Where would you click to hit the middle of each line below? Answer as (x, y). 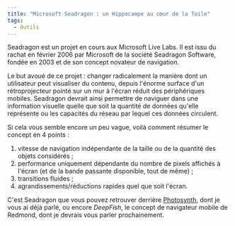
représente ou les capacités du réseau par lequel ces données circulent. (113, 113)
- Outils (27, 27)
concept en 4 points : (38, 135)
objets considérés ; (46, 156)
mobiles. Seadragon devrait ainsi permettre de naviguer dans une (103, 98)
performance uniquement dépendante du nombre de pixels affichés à (119, 164)
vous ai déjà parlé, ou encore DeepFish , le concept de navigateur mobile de (117, 208)
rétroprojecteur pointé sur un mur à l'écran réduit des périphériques (106, 91)
